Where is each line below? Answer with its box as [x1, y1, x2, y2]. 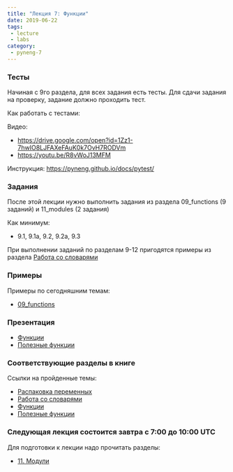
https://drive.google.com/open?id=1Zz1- [17, 136, 133, 145]
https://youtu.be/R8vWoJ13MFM [17, 151, 112, 159]
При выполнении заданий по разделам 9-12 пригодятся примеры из [7, 246, 211, 254]
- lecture [10, 29, 39, 37]
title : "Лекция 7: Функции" [7, 10, 89, 17]
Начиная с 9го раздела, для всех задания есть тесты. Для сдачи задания [7, 88, 227, 96]
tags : [7, 23, 23, 30]
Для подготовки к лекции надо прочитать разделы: [7, 443, 160, 451]
